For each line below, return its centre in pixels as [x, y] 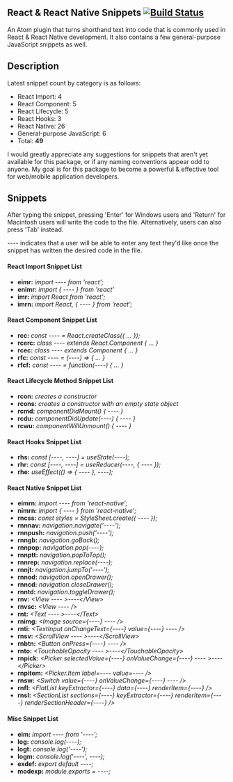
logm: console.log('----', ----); [61, 756]
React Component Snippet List [52, 320]
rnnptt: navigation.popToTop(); [62, 555]
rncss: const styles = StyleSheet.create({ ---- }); [87, 518]
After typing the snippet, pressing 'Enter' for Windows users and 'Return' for [116, 215]
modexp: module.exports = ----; [64, 771]
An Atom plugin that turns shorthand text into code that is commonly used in [116, 29]
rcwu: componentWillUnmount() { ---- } [74, 426]
